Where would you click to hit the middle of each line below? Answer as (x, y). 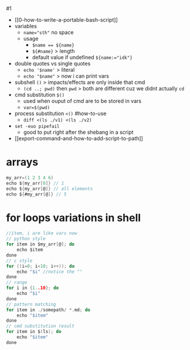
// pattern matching (31, 304)
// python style (26, 239)
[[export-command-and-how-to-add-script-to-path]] (79, 138)
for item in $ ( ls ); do (34, 332)
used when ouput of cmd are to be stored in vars (82, 101)
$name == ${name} (53, 45)
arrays (22, 162)
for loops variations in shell (74, 218)
